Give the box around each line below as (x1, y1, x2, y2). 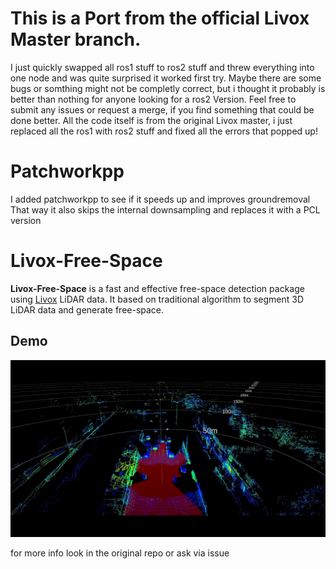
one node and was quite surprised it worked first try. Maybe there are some (10, 72, 322, 84)
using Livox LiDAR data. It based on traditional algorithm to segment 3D (10, 293, 305, 305)
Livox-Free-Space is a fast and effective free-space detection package (10, 282, 305, 294)
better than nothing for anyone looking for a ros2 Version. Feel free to (10, 93, 297, 105)
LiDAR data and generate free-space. (10, 303, 165, 316)
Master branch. (10, 28, 142, 51)
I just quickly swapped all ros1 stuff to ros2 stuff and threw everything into (10, 61, 315, 73)
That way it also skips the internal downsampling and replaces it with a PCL (10, 203, 321, 216)
